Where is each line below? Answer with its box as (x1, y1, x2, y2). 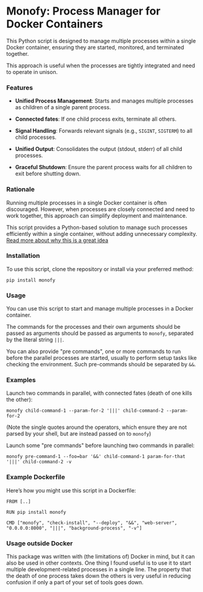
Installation (6, 252, 41, 260)
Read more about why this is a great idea (6, 237, 108, 244)
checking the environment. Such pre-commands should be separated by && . (6, 361, 196, 368)
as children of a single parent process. (15, 104, 111, 111)
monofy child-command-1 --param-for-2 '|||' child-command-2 (6, 408, 164, 414)
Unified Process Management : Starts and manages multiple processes (15, 97, 194, 104)
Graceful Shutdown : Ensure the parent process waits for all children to (15, 164, 193, 171)
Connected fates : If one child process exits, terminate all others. (15, 115, 177, 123)
